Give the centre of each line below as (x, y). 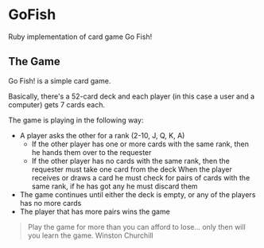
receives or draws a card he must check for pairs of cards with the (141, 177)
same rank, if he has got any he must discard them (115, 186)
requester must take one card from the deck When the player (132, 169)
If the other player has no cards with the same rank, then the (131, 161)
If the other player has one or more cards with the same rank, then (140, 144)
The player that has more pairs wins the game (95, 211)
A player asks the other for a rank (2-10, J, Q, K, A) (102, 135)
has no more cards (50, 203)
